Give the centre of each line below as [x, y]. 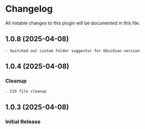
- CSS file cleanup [26, 92]
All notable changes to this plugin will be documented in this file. [73, 23]
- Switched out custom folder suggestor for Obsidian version [72, 51]
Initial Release [23, 121]
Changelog [29, 9]
